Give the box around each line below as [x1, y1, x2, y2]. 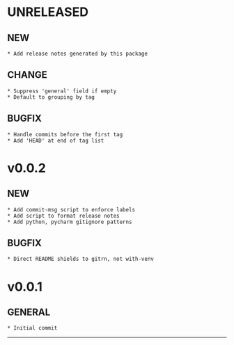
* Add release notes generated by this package [7, 50, 148, 57]
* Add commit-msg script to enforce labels [7, 206, 136, 213]
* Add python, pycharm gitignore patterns [7, 218, 132, 225]
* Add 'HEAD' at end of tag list [7, 137, 104, 144]
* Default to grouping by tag [7, 93, 95, 101]
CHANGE [7, 69, 47, 81]
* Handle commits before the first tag [7, 131, 123, 138]
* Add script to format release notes [7, 212, 120, 219]
